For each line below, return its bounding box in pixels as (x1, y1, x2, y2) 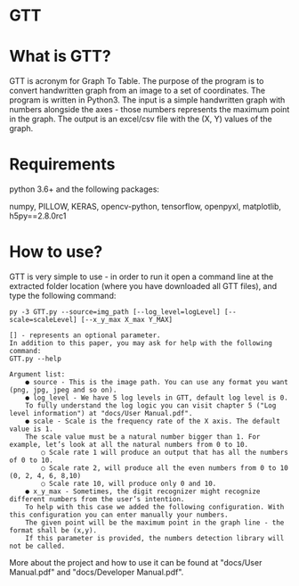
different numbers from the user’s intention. (9, 495, 185, 504)
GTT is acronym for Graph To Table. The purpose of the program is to (9, 76, 264, 87)
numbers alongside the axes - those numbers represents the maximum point (9, 104, 290, 115)
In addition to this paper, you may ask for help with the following (9, 339, 273, 348)
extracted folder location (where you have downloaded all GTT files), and (9, 281, 278, 291)
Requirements (9, 154, 116, 175)
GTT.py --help (9, 354, 62, 363)
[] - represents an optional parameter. (9, 331, 162, 340)
